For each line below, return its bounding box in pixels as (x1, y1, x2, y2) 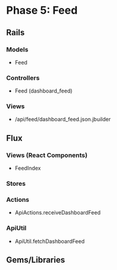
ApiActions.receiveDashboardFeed (14, 209, 101, 216)
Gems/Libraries (6, 255, 66, 265)
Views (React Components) (6, 151, 88, 159)
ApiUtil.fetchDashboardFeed (14, 237, 85, 245)
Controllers (6, 73, 40, 82)
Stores (6, 180, 26, 188)
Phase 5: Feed (6, 4, 78, 17)
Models (6, 45, 29, 54)
